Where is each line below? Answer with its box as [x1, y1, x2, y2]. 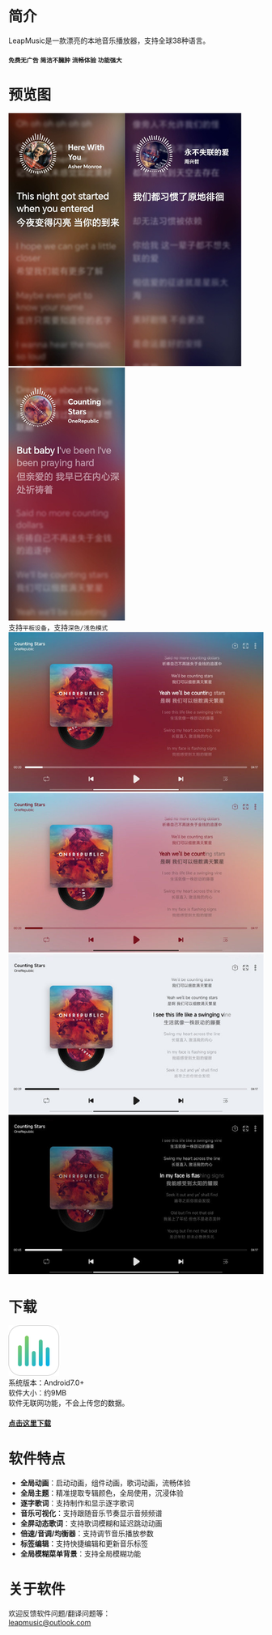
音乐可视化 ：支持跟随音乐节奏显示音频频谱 [19, 1508, 163, 1518]
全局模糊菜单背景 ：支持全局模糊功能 [19, 1548, 142, 1558]
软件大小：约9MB [8, 1388, 67, 1398]
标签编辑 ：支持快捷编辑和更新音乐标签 [19, 1539, 148, 1548]
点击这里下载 [8, 1418, 51, 1428]
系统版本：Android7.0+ [8, 1378, 85, 1388]
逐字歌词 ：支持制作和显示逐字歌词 [19, 1498, 134, 1508]
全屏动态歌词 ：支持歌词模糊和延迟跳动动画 [19, 1518, 163, 1528]
